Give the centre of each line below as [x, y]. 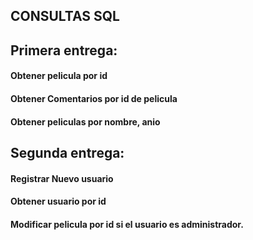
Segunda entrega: [67, 152]
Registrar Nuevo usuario [62, 178]
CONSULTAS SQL [65, 16]
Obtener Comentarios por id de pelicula [94, 98]
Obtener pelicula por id [59, 76]
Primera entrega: [64, 50]
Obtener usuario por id [58, 201]
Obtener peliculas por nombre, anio [85, 121]
